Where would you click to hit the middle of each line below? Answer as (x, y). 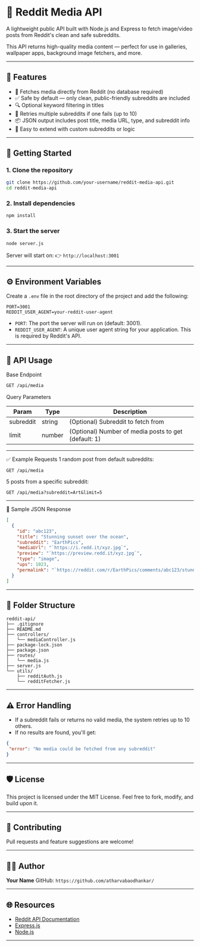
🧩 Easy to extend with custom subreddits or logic (75, 129)
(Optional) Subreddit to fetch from (117, 422)
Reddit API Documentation (47, 919)
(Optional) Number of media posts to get (126, 432)
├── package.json (28, 650)
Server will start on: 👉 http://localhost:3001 (63, 255)
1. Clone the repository (40, 171)
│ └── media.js (28, 661)
